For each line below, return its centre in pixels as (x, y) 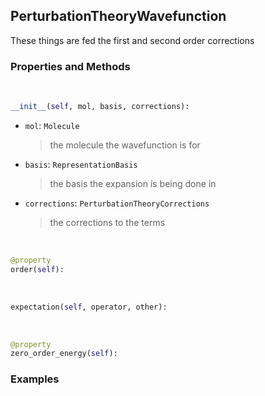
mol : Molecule (52, 125)
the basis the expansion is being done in (133, 183)
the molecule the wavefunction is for (125, 145)
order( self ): (37, 269)
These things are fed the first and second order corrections (132, 40)
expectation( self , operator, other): (89, 307)
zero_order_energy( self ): (64, 354)
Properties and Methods (70, 66)
